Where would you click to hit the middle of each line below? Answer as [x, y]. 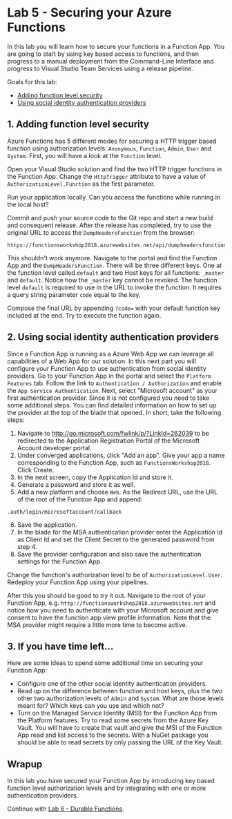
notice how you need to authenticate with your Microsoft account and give [113, 610]
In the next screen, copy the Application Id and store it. [95, 477]
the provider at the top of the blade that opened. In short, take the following [114, 412]
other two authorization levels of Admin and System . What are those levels [120, 698]
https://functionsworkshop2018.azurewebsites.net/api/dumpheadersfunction [117, 245]
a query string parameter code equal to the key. [74, 294]
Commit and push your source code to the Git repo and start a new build [110, 218]
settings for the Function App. [59, 561]
